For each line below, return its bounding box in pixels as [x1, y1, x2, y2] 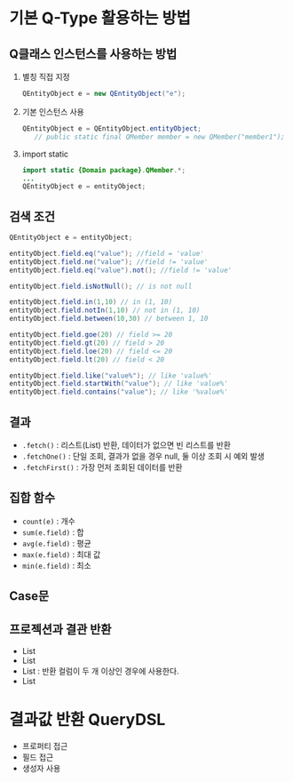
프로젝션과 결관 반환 [9, 621, 112, 636]
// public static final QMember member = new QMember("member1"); [34, 132, 286, 141]
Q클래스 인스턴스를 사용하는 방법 [9, 46, 178, 61]
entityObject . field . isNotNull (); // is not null [9, 282, 193, 291]
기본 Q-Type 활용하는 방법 [9, 8, 191, 28]
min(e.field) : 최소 [21, 560, 91, 571]
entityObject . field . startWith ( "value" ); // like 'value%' [9, 379, 228, 388]
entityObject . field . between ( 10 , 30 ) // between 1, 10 [9, 315, 209, 323]
